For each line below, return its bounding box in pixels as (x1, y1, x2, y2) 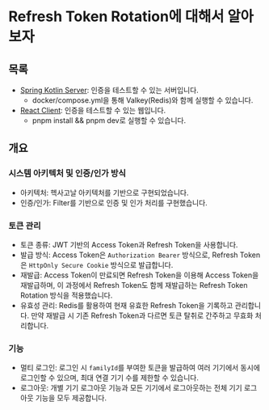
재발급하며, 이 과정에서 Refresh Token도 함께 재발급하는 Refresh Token (19, 280, 248, 290)
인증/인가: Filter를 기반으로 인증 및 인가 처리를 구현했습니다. (19, 197, 208, 207)
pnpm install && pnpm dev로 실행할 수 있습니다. (32, 116, 187, 125)
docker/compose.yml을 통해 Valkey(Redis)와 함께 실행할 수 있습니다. (32, 95, 254, 105)
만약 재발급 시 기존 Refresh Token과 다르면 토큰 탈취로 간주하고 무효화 (31, 311, 254, 320)
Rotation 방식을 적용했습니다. (19, 290, 113, 300)
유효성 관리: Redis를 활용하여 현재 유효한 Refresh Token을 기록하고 (19, 300, 233, 310)
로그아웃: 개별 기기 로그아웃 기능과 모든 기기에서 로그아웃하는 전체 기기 (19, 383, 242, 393)
